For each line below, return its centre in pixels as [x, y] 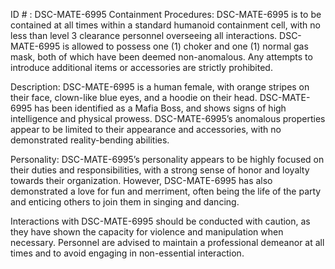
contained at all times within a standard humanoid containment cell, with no [165, 25]
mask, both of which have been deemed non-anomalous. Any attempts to [161, 57]
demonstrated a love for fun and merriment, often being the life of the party [166, 191]
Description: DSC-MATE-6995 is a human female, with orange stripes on [160, 87]
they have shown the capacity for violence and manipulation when [147, 232]
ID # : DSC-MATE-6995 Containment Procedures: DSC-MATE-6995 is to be [166, 14]
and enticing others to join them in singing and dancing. [125, 202]
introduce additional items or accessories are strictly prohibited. [141, 67]
